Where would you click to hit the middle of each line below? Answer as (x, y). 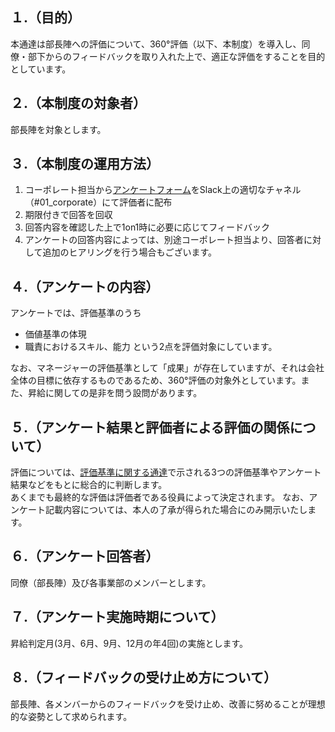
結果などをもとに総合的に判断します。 (89, 485)
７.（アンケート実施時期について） (117, 617)
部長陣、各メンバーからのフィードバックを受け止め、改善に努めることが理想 (168, 704)
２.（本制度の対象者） (78, 103)
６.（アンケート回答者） (85, 556)
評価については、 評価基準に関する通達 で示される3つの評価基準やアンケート (166, 472)
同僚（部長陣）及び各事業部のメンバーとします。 (111, 582)
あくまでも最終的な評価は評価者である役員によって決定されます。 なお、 (160, 497)
